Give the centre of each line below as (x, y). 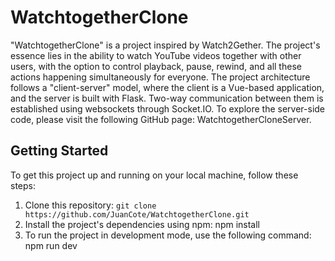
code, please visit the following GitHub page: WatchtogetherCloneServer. (161, 119)
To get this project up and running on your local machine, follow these (154, 175)
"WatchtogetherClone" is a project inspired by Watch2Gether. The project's (165, 45)
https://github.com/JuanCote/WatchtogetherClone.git (137, 214)
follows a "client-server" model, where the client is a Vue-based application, (167, 87)
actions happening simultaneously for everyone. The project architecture (160, 77)
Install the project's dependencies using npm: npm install (142, 224)
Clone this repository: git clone (90, 205)
